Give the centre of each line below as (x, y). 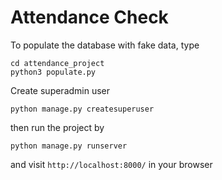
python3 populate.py (53, 72)
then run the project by (57, 127)
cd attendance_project (57, 63)
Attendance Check (89, 17)
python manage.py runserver (69, 146)
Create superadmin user (60, 90)
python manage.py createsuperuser (82, 109)
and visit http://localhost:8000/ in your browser (111, 164)
